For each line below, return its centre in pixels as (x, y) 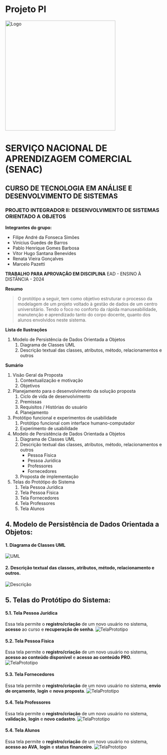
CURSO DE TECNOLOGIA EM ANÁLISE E (69, 188)
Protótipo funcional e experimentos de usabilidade (65, 417)
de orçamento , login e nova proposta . (45, 691)
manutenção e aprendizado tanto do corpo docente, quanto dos (84, 314)
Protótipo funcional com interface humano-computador (77, 423)
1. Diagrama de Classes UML (35, 545)
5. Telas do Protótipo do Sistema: (58, 600)
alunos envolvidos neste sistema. (52, 320)
